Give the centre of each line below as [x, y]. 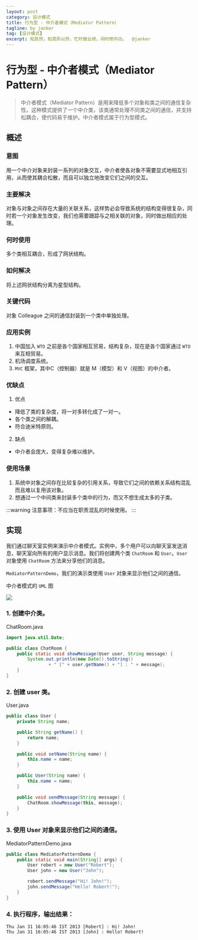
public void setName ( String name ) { [62, 754]
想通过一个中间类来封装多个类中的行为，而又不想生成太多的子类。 [95, 497]
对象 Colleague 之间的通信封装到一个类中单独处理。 [69, 315]
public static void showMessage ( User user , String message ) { [95, 654]
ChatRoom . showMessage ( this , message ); [75, 803]
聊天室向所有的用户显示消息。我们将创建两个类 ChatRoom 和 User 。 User [102, 553]
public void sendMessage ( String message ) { [71, 797]
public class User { [32, 716]
